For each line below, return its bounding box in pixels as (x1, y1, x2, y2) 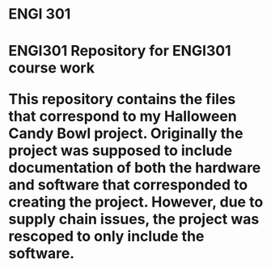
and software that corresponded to (8, 176, 248, 194)
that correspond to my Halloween (8, 107, 237, 126)
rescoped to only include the (8, 227, 205, 246)
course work (8, 59, 95, 77)
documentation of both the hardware (8, 159, 261, 177)
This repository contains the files (8, 90, 236, 109)
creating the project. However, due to (8, 193, 264, 211)
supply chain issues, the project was (8, 211, 260, 228)
